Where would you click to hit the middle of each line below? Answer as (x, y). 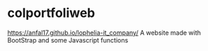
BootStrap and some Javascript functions (68, 40)
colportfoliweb (51, 13)
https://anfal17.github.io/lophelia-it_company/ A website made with (104, 33)
